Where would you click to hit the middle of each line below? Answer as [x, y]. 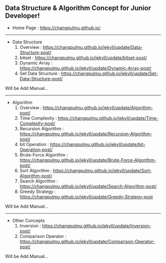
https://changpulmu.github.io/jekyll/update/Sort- [102, 170]
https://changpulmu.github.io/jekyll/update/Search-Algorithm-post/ [88, 186]
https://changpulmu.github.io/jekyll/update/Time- [108, 118]
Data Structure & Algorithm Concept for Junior [78, 8]
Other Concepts [29, 220]
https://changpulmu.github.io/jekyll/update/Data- [93, 47]
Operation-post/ [36, 150]
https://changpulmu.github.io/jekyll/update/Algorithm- [98, 108]
